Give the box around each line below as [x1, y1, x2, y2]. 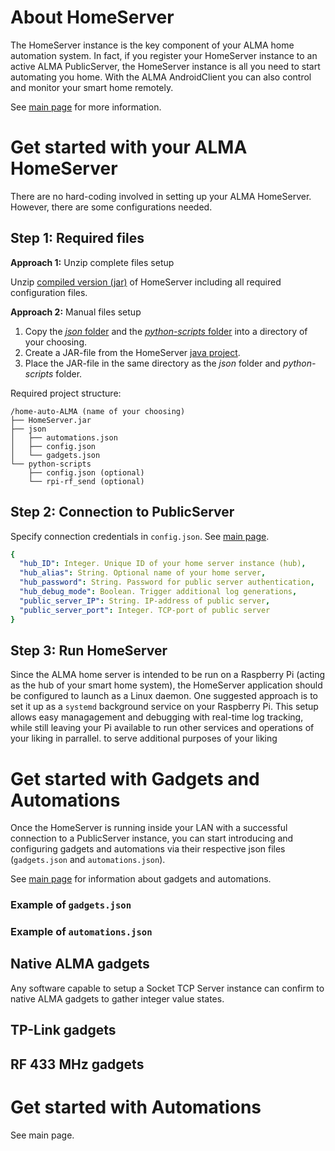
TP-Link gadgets [10, 1022, 117, 1039]
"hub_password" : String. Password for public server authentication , [19, 577, 315, 588]
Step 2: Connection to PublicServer [10, 504, 235, 521]
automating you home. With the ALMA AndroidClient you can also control [10, 71, 312, 83]
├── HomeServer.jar [10, 415, 92, 425]
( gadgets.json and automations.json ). [10, 854, 166, 866]
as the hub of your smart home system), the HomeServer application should [10, 679, 323, 691]
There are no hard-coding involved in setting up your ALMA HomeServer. [10, 190, 312, 202]
